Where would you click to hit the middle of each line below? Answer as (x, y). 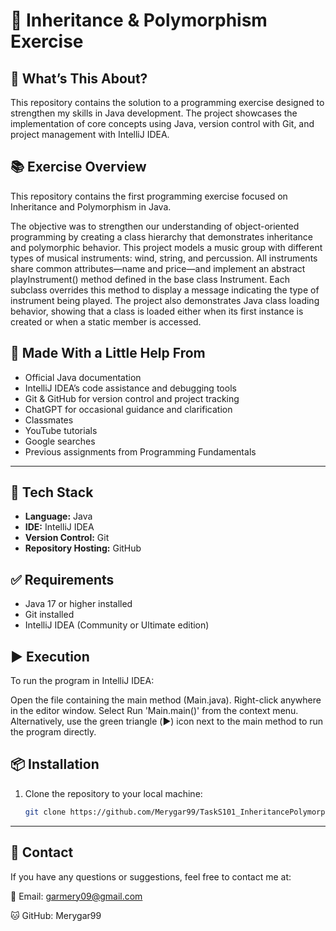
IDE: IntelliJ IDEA (59, 527)
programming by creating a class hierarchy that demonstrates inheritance (161, 236)
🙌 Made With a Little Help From (108, 353)
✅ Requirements (62, 579)
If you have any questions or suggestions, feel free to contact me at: (151, 876)
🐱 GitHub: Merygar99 (56, 915)
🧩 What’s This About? (79, 78)
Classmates (49, 420)
